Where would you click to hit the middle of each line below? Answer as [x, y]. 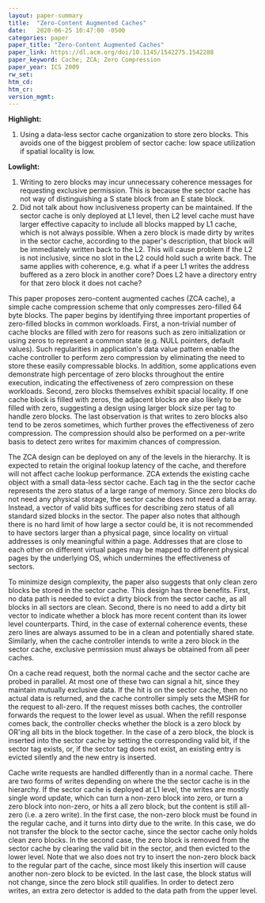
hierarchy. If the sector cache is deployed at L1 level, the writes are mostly [129, 790]
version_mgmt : [32, 97]
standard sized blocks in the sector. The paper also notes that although [124, 516]
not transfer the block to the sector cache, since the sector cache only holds [133, 832]
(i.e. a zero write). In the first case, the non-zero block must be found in [141, 815]
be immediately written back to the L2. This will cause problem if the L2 [136, 250]
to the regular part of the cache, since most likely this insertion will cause [127, 866]
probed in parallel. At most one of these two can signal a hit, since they [124, 682]
